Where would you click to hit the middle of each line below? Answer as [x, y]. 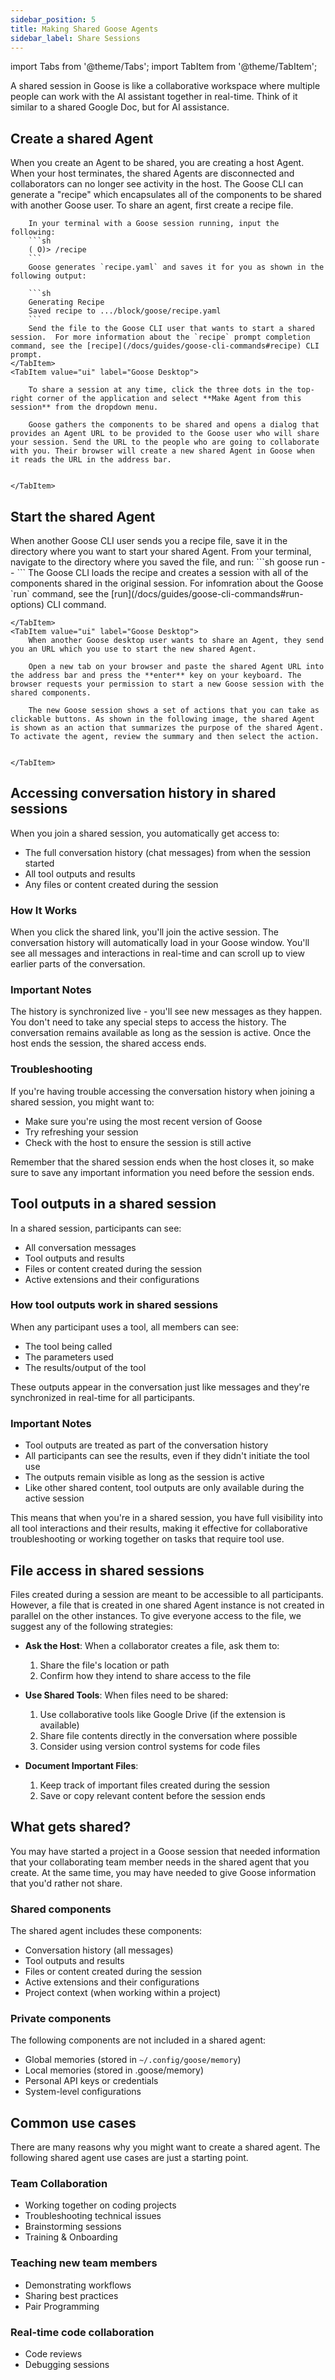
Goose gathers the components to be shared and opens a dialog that [174, 425]
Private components [61, 2018]
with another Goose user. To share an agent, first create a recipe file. [152, 205]
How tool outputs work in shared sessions [114, 1305]
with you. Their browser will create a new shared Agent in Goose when [162, 451]
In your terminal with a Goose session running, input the [154, 224]
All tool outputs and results [80, 873]
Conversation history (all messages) [99, 1950]
